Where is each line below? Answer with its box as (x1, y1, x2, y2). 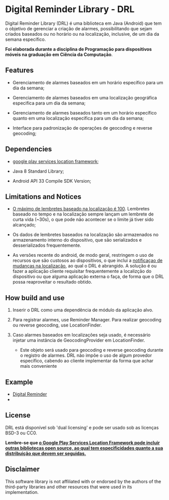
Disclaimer (5, 465, 40, 474)
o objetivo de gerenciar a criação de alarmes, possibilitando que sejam (5, 25, 152, 31)
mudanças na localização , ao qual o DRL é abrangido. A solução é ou (12, 263, 157, 269)
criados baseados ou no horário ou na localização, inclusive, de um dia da (5, 31, 159, 37)
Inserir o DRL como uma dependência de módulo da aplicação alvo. (12, 307, 154, 313)
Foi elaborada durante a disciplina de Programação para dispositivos (5, 46, 152, 52)
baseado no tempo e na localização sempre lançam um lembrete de (12, 211, 154, 217)
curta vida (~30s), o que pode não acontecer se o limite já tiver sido (12, 216, 154, 223)
